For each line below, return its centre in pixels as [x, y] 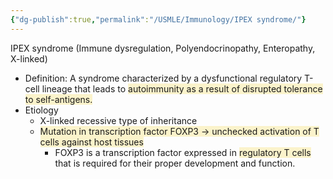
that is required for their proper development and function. [175, 163]
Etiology [41, 110]
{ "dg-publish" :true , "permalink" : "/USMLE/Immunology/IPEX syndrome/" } [158, 19]
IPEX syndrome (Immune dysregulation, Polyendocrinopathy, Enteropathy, [163, 48]
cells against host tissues [91, 142]
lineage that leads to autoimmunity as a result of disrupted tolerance [182, 88]
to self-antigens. [58, 99]
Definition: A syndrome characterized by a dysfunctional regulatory [163, 78]
